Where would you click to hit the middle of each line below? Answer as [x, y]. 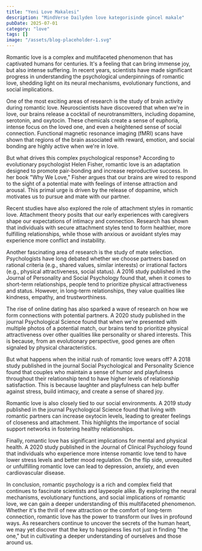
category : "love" [28, 29]
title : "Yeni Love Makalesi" [43, 12]
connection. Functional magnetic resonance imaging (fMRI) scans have [95, 133]
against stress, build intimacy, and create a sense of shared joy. [85, 391]
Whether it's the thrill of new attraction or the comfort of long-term [89, 510]
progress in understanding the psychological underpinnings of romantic [96, 77]
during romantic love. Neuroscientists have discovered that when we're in [98, 107]
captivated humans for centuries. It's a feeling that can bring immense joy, [99, 64]
